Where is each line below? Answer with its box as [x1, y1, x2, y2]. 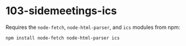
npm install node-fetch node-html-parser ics [5, 35, 120, 41]
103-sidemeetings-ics [5, 4, 117, 18]
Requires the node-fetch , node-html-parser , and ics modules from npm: [5, 24, 181, 31]
